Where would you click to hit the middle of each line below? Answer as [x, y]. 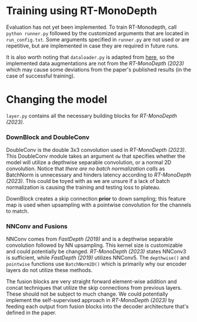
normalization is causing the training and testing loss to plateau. [83, 187]
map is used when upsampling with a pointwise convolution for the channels [99, 205]
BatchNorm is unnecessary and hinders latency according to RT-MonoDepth [99, 175]
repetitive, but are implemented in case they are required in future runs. [93, 46]
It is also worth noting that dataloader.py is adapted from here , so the [90, 57]
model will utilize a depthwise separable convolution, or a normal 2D [89, 162]
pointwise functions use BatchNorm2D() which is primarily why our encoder [96, 264]
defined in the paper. [31, 313]
